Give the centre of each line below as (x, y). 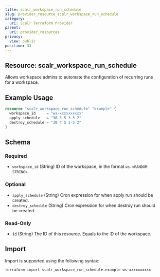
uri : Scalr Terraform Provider (41, 23)
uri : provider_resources (35, 32)
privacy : (14, 37)
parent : (13, 28)
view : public (23, 41)
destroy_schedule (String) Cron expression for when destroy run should (84, 205)
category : (15, 18)
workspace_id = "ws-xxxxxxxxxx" (46, 113)
